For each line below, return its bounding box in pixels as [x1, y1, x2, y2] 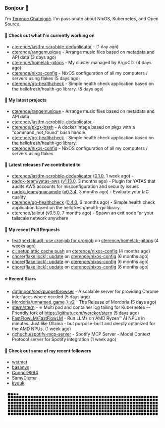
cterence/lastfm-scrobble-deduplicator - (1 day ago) [11, 43, 119, 49]
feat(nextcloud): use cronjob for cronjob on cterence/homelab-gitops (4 [11, 238, 159, 244]
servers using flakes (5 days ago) [11, 75, 80, 81]
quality [11, 194, 26, 200]
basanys [11, 364, 29, 370]
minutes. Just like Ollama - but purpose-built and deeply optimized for [11, 321, 156, 327]
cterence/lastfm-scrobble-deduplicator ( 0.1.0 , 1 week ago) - [11, 172, 134, 178]
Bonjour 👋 [4, 4, 29, 11]
